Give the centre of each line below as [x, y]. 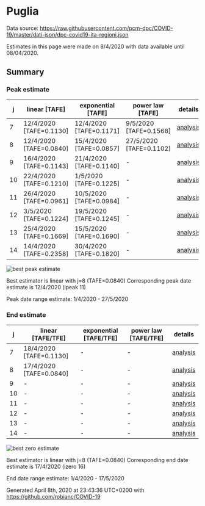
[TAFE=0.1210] [46, 183]
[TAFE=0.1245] [97, 219]
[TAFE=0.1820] [97, 253]
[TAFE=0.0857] [97, 148]
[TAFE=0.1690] [97, 236]
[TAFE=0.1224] [46, 219]
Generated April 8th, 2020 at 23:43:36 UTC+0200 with [75, 490]
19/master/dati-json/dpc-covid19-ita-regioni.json [68, 34]
